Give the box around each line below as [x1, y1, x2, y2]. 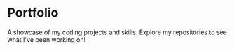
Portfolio [7, 5, 59, 21]
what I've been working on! [7, 35, 86, 43]
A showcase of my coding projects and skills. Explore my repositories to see [7, 28, 228, 36]
